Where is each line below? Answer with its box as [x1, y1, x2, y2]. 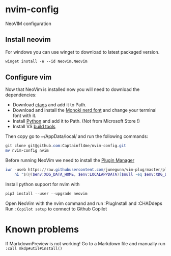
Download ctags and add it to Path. [12, 102, 87, 108]
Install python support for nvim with [5, 181, 80, 187]
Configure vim [5, 73, 52, 82]
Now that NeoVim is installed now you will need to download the [5, 86, 140, 92]
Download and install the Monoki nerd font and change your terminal [12, 107, 157, 113]
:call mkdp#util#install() [5, 246, 63, 251]
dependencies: [5, 92, 37, 98]
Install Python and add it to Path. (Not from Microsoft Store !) [12, 118, 140, 124]
